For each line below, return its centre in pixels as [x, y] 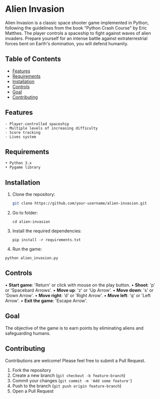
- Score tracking [23, 132]
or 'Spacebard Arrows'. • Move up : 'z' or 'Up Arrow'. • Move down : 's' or [80, 290]
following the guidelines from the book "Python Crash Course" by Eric [76, 28]
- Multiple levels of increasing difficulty [51, 128]
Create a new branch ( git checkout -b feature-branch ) [69, 375]
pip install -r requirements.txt [47, 240]
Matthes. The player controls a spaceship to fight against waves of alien [78, 33]
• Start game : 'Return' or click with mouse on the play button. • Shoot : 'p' [80, 285]
